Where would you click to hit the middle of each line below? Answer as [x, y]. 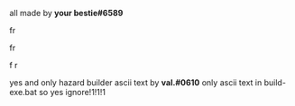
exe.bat [23, 92]
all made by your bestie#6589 [66, 13]
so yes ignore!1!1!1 [73, 92]
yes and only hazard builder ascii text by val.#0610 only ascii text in [136, 83]
